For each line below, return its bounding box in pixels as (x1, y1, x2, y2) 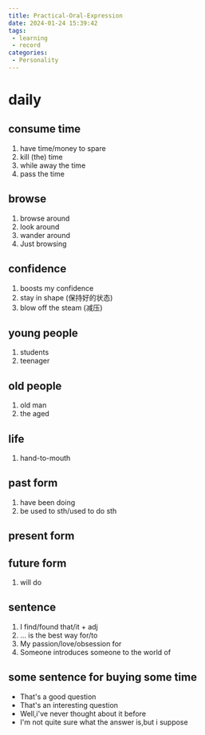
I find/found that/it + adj (19, 622, 98, 631)
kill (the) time (19, 152, 63, 161)
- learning (11, 34, 48, 42)
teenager (19, 356, 50, 366)
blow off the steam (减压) (19, 303, 103, 312)
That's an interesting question (19, 700, 118, 709)
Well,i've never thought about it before (19, 709, 146, 718)
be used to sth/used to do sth (19, 506, 117, 515)
